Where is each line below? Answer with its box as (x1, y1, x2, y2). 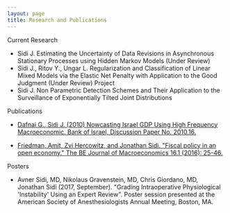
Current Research (7, 35, 58, 44)
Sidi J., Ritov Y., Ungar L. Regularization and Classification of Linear (17, 64, 211, 72)
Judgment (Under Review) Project (17, 78, 115, 87)
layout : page (7, 10, 45, 17)
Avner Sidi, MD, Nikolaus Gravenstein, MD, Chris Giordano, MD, (17, 175, 199, 184)
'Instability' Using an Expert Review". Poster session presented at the (17, 190, 215, 198)
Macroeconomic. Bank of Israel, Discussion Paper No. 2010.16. (17, 128, 197, 136)
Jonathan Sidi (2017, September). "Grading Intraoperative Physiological (17, 182, 221, 191)
